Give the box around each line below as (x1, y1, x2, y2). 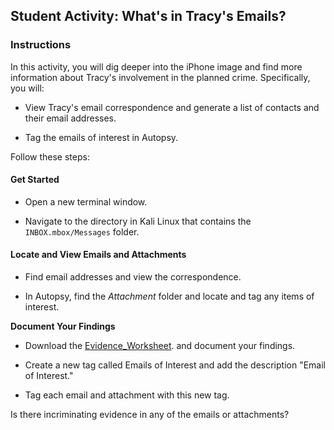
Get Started (10, 174, 60, 186)
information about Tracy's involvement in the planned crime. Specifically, (10, 71, 311, 83)
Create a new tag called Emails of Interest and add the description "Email (24, 359, 326, 371)
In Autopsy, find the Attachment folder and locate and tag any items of (24, 290, 315, 303)
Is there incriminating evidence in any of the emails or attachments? (10, 409, 290, 421)
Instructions (10, 38, 72, 52)
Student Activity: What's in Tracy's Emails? (10, 8, 287, 25)
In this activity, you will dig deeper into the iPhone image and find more (10, 60, 303, 73)
